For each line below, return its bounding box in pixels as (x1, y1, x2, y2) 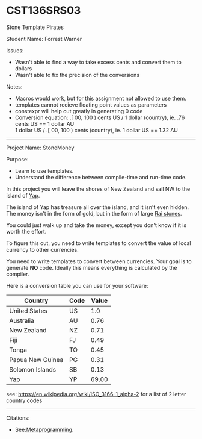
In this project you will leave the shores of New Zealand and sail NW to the (6, 185, 191, 193)
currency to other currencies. (6, 246, 79, 253)
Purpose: (6, 155, 29, 163)
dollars (14, 64, 32, 72)
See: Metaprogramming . (14, 426, 74, 433)
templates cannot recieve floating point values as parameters (14, 101, 167, 108)
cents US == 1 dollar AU (14, 120, 75, 127)
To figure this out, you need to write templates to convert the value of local (6, 239, 191, 247)
